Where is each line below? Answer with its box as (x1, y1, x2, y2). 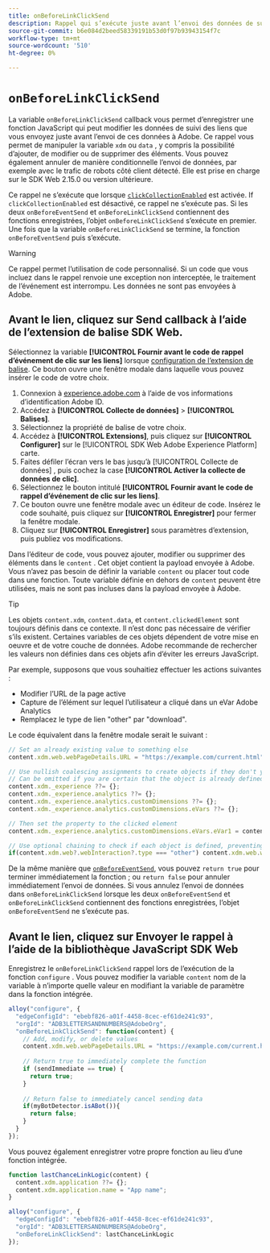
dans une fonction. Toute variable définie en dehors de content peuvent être (8, 575, 261, 585)
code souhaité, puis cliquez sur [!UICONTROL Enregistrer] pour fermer (19, 508, 257, 518)
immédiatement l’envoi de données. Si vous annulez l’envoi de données (8, 881, 244, 891)
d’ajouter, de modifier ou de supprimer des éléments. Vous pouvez (8, 148, 229, 158)
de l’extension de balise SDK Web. (8, 325, 183, 339)
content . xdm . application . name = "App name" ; (15, 1185, 167, 1194)
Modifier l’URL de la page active (19, 689, 126, 698)
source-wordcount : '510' (8, 42, 92, 50)
